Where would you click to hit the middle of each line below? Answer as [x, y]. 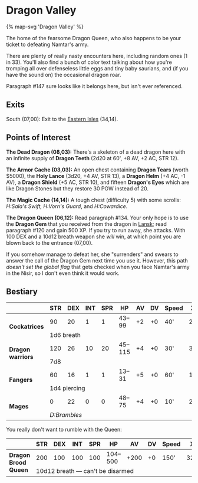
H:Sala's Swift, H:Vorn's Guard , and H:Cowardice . [67, 206]
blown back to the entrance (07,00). [49, 242]
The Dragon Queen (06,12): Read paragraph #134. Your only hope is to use [98, 218]
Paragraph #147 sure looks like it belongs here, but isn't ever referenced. [94, 86]
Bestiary [22, 291]
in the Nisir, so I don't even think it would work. [63, 273]
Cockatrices [27, 327]
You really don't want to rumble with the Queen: [64, 430]
